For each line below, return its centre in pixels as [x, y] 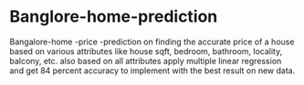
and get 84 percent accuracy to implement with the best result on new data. [152, 71]
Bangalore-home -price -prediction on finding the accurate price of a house [152, 42]
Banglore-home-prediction [114, 17]
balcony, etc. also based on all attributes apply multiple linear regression [146, 61]
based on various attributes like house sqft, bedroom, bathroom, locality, [146, 51]
